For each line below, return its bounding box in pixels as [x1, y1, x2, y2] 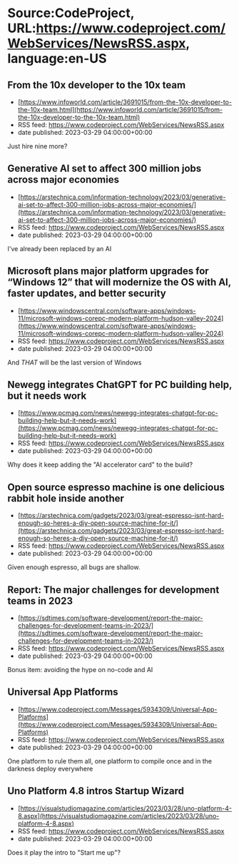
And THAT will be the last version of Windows [7, 358, 142, 367]
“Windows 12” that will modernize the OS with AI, [7, 276, 232, 288]
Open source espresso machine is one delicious [7, 481, 225, 493]
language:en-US [7, 51, 107, 67]
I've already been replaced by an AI [7, 244, 112, 253]
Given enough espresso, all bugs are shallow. [7, 563, 141, 571]
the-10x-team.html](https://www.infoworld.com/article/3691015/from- [17, 106, 223, 113]
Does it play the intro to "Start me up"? [7, 848, 121, 857]
